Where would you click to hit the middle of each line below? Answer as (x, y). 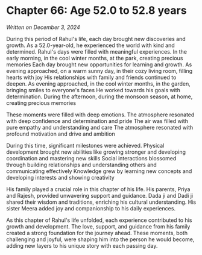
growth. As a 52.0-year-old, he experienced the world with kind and (90, 45)
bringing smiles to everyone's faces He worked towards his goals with (93, 90)
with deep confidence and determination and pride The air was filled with (97, 121)
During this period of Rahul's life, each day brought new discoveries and (96, 39)
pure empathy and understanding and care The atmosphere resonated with (100, 127)
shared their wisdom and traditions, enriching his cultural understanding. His (101, 202)
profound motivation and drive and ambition (61, 134)
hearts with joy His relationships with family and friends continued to (91, 77)
